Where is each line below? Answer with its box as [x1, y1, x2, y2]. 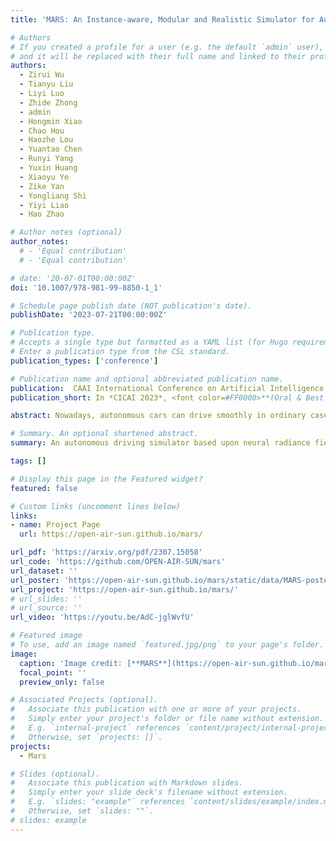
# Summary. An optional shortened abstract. [10, 429, 199, 439]
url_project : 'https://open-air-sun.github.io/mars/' [10, 584, 240, 595]
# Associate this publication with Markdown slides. [10, 778, 244, 788]
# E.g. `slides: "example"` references [10, 797, 186, 807]
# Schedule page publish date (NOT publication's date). [10, 301, 253, 311]
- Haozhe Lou [19, 135, 74, 145]
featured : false [10, 483, 78, 493]
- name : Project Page [10, 520, 101, 530]
